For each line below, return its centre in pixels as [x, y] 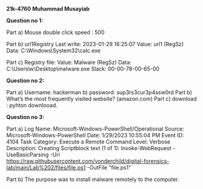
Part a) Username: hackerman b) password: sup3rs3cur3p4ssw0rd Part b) [99, 92]
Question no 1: [25, 20]
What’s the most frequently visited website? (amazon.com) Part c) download [101, 99]
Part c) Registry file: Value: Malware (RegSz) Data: [69, 62]
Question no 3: [25, 117]
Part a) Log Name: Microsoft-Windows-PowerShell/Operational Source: [95, 129]
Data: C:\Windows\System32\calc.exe [54, 50]
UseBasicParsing [28, 155]
